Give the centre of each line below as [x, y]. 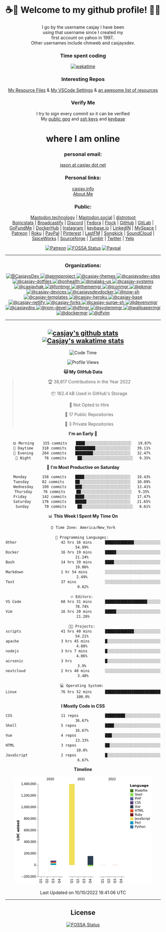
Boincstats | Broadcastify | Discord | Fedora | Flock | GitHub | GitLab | [83, 222]
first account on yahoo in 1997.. [83, 38]
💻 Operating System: [82, 686]
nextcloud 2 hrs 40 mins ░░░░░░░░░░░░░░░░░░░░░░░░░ [83, 671]
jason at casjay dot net [83, 165]
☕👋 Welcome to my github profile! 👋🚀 [83, 10]
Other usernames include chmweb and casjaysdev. [83, 42]
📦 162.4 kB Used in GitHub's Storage [89, 393]
